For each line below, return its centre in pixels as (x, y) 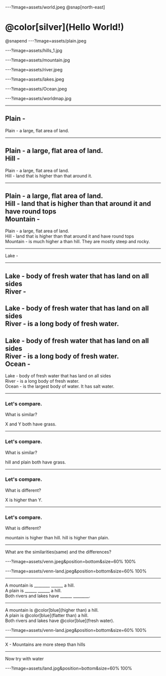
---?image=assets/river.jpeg (34, 69)
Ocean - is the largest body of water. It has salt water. (60, 386)
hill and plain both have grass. (36, 462)
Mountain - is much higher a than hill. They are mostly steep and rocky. (78, 242)
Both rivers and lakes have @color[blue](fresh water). (60, 621)
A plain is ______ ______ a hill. (33, 591)
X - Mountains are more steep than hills (45, 645)
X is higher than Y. (24, 500)
